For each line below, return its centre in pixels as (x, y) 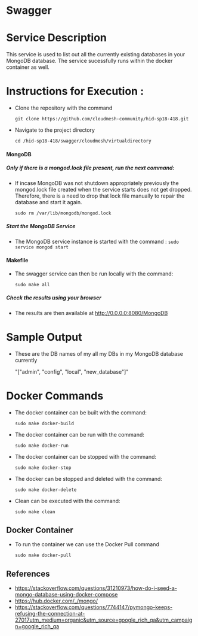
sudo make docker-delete (46, 490)
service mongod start (41, 247)
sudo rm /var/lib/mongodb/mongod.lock (63, 213)
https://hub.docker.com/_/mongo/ (56, 601)
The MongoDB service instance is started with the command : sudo (97, 241)
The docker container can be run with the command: (80, 434)
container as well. (28, 67)
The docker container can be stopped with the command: (86, 456)
